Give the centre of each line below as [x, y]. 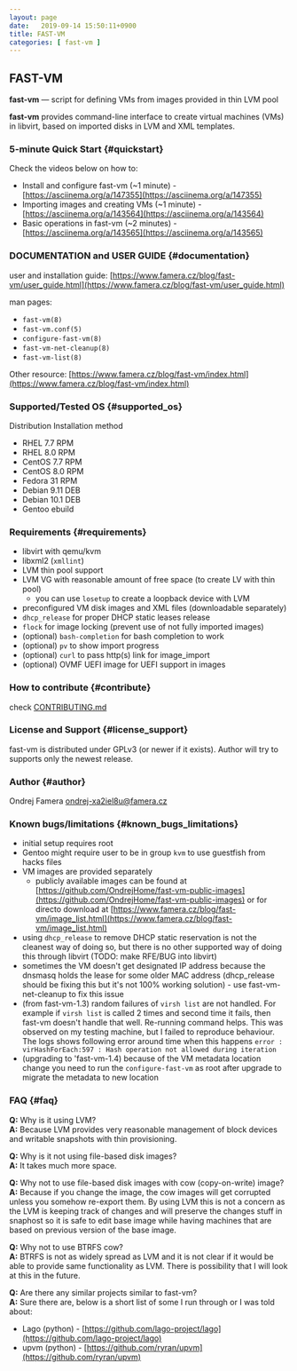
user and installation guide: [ [61, 275]
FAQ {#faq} [34, 1100]
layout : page [33, 17]
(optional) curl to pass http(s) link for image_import [116, 655]
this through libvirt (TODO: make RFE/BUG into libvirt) [119, 956]
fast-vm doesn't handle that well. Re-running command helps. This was [152, 1023]
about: [21, 1312]
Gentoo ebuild [48, 509]
